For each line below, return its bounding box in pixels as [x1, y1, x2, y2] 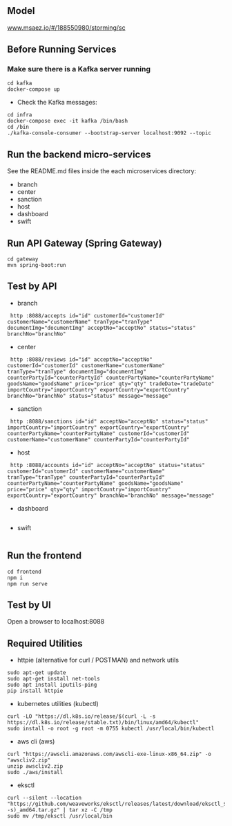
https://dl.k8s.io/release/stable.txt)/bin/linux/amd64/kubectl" [7, 719, 199, 726]
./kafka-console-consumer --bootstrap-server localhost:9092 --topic [7, 130, 212, 137]
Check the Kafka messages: [17, 98, 98, 107]
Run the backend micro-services [7, 148, 151, 160]
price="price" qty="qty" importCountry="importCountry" [7, 486, 171, 493]
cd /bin [7, 123, 30, 131]
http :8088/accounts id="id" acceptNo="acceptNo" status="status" [10, 462, 206, 468]
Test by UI [7, 599, 52, 610]
